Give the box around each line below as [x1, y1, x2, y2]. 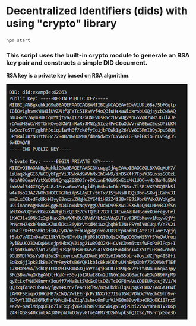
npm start [6, 37, 31, 43]
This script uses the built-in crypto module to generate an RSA [6, 51, 190, 59]
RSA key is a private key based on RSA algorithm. [6, 72, 131, 79]
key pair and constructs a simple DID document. [6, 58, 148, 66]
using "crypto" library [6, 17, 117, 30]
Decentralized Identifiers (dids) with [6, 4, 188, 18]
